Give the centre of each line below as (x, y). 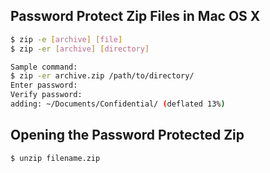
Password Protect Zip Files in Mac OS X (135, 16)
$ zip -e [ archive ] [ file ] (66, 39)
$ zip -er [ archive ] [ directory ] (80, 49)
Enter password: (44, 85)
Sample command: (44, 67)
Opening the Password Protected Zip (127, 135)
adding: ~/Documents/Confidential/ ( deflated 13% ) (118, 104)
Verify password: (46, 95)
